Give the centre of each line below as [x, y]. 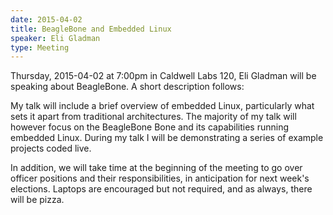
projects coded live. [51, 148]
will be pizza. [37, 200]
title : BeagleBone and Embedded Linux [91, 29]
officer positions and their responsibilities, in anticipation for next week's [160, 178]
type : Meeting [40, 47]
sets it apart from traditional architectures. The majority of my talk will [153, 117]
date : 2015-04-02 [46, 19]
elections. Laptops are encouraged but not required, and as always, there [161, 189]
